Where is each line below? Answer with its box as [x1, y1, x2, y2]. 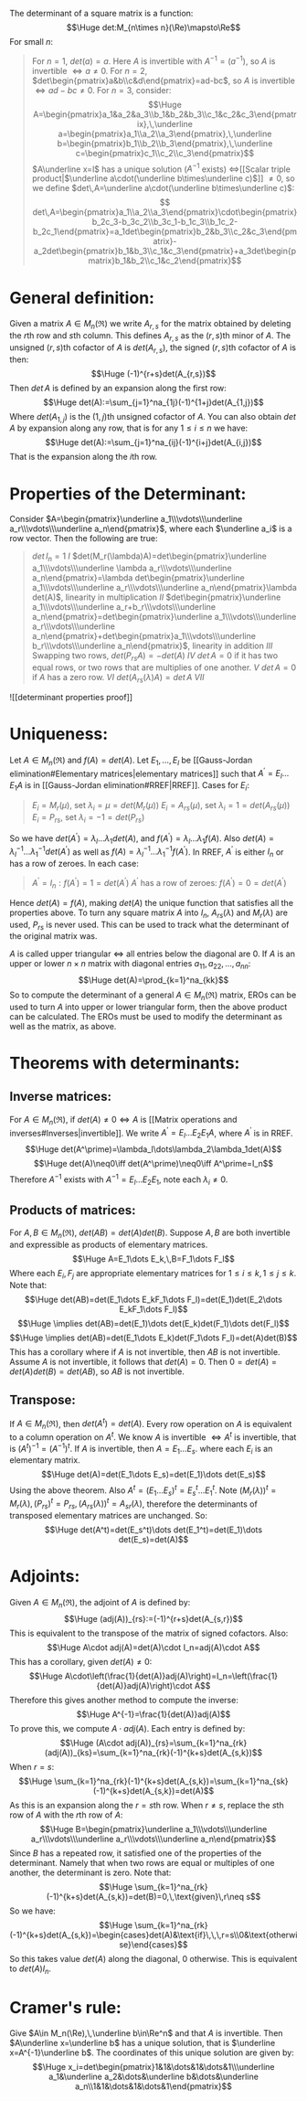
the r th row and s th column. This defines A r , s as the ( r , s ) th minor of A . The [9, 330, 291, 343]
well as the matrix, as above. [9, 1020, 117, 1031]
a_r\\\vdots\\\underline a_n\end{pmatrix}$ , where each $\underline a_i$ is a [9, 523, 292, 534]
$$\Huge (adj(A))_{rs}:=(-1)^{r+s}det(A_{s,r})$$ [63, 1614, 244, 1625]
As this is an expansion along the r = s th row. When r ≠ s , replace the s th [9, 1800, 285, 1811]
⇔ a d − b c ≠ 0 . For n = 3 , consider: [35, 84, 172, 95]
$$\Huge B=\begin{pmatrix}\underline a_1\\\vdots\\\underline [39, 1824, 268, 1835]
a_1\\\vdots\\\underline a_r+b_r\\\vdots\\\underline [31, 602, 217, 613]
